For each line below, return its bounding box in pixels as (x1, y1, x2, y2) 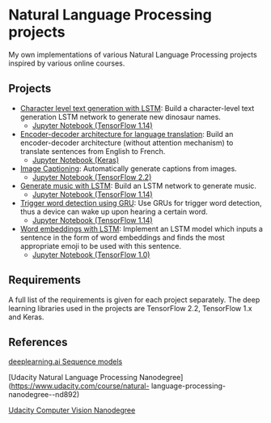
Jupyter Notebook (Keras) (32, 155, 120, 164)
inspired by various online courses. (8, 58, 125, 68)
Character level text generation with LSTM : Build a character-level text (19, 103, 255, 113)
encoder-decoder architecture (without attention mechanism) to (19, 138, 234, 147)
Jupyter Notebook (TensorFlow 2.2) (32, 172, 152, 182)
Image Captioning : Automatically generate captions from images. (19, 164, 237, 173)
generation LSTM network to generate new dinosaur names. (19, 112, 221, 122)
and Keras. (8, 312, 44, 322)
